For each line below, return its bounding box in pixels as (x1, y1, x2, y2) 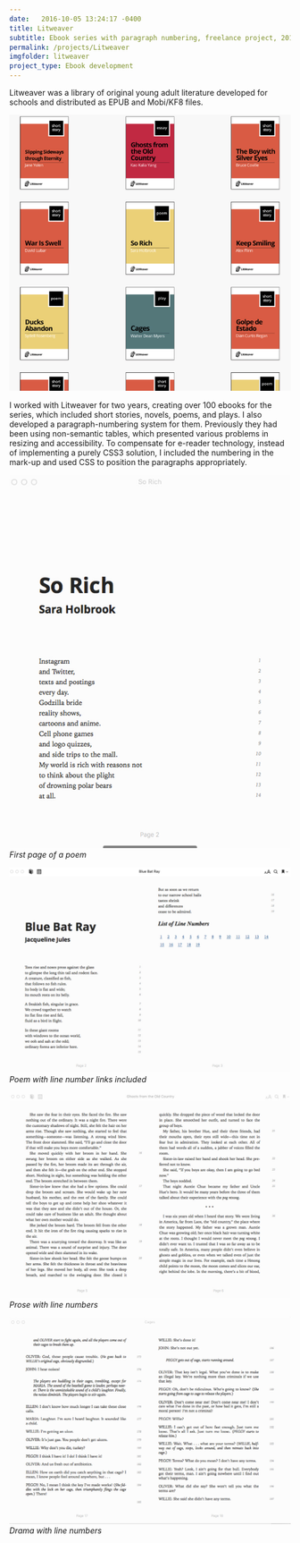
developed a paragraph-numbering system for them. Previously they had (9, 419, 278, 429)
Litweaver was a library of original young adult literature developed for (9, 88, 268, 97)
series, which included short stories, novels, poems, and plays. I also (9, 409, 262, 420)
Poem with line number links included (9, 1074, 147, 1085)
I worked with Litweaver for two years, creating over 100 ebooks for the (9, 399, 272, 411)
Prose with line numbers (9, 1300, 98, 1310)
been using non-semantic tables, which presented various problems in (9, 428, 270, 438)
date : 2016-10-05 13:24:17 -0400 (9, 14, 142, 23)
